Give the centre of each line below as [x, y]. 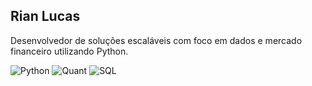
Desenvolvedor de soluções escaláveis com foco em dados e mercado [156, 40]
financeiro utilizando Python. [69, 51]
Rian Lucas [45, 16]
